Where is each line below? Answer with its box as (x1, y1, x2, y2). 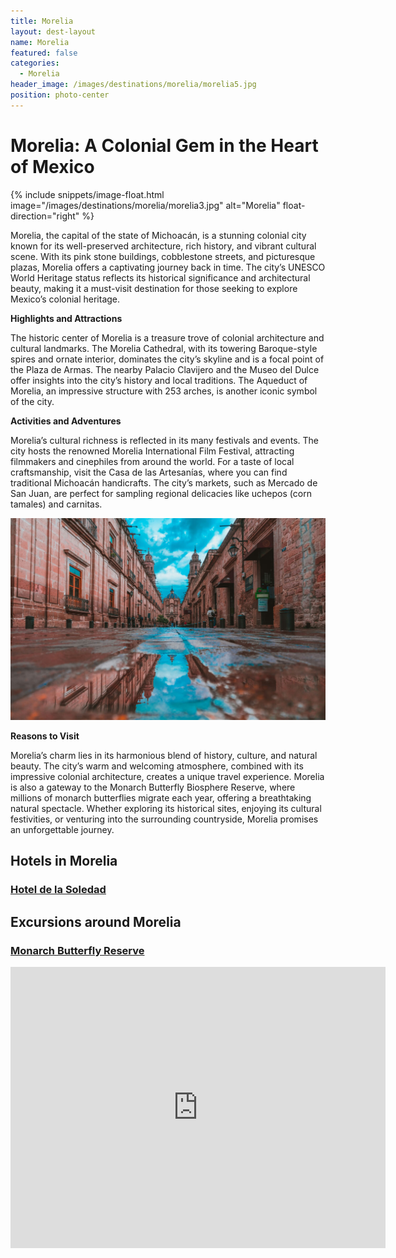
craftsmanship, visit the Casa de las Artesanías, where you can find (10, 466, 288, 478)
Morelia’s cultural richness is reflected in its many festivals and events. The (10, 434, 319, 446)
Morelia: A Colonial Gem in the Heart (10, 134, 319, 157)
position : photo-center (10, 90, 110, 100)
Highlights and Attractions (10, 312, 123, 324)
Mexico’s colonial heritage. (10, 293, 121, 305)
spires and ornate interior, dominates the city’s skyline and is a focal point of (10, 353, 325, 365)
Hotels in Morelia (10, 853, 118, 870)
